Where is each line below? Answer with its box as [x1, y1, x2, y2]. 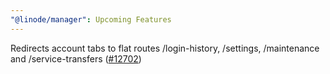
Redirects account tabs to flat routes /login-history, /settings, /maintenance [10, 42, 320, 54]
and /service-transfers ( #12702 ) [10, 52, 142, 65]
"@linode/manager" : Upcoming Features [10, 14, 172, 25]
